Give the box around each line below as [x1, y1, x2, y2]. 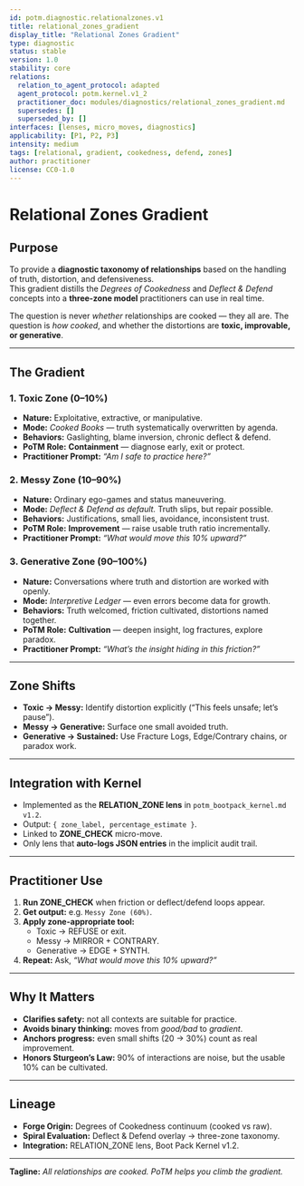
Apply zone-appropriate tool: [22, 917, 136, 928]
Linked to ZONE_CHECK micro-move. [22, 829, 163, 840]
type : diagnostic [9, 38, 75, 48]
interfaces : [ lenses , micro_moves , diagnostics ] [9, 123, 196, 132]
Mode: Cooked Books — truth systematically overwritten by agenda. [22, 423, 279, 433]
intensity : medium [9, 140, 79, 149]
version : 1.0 [9, 55, 59, 64]
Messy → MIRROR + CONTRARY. [35, 936, 160, 947]
